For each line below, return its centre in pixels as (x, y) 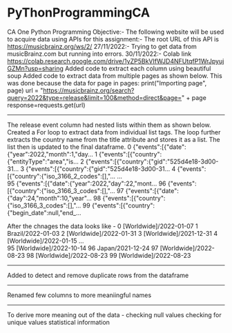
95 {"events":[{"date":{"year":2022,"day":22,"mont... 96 (87, 183)
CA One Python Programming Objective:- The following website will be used (116, 32)
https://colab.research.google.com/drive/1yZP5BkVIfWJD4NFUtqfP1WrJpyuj (116, 61)
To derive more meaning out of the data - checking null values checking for (115, 314)
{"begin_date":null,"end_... (44, 212)
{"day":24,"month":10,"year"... (49, 198)
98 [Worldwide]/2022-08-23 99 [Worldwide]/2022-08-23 (109, 255)
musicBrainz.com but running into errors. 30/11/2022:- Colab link (99, 54)
